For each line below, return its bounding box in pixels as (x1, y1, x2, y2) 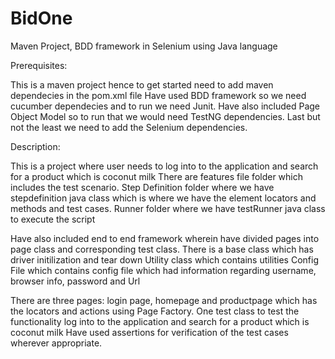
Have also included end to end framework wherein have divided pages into (10, 232, 320, 244)
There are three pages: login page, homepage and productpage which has (10, 294, 318, 306)
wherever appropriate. (10, 337, 103, 349)
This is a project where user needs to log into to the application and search (10, 160, 319, 172)
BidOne (10, 7, 73, 30)
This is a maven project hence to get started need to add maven (10, 78, 274, 91)
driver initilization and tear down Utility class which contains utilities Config (10, 253, 319, 266)
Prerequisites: (10, 59, 68, 71)
